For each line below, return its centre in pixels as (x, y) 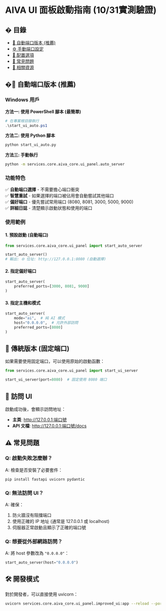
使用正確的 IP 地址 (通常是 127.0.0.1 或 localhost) (61, 521)
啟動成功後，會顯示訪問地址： (35, 409)
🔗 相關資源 (23, 67)
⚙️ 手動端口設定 (28, 49)
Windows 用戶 (22, 100)
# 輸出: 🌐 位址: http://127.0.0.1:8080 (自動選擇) (56, 259)
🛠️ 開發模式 (22, 579)
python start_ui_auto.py (31, 145)
